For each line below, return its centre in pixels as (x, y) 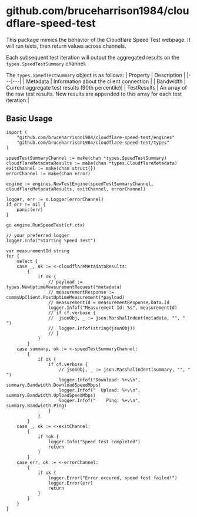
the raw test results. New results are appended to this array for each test (94, 94)
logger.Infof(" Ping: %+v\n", (100, 400)
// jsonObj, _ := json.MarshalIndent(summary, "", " (125, 370)
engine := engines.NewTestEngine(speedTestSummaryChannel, (80, 184)
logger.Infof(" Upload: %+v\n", (100, 390)
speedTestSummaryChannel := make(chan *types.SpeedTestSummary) (86, 158)
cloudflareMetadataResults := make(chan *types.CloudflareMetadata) (92, 163)
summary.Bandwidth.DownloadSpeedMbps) (54, 385)
